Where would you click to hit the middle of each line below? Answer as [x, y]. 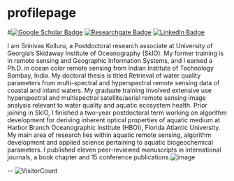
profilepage [42, 13]
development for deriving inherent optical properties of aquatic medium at [114, 120]
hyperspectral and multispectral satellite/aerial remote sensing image [107, 97]
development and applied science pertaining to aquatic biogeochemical [110, 142]
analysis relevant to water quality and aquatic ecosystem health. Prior [107, 105]
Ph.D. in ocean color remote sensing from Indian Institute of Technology [111, 68]
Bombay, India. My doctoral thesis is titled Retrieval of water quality [104, 75]
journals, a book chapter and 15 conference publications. [89, 157]
